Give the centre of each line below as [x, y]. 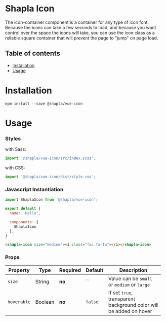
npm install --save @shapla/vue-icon [44, 104]
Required [70, 270]
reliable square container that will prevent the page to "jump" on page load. [82, 38]
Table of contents [33, 53]
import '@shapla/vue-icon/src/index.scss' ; [51, 158]
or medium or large [129, 285]
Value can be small [130, 278]
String [42, 282]
